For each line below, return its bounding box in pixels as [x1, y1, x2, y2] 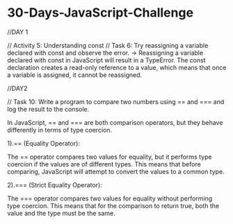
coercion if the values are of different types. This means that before [7, 160, 202, 168]
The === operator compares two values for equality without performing [7, 194, 213, 203]
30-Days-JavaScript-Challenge [7, 5, 193, 21]
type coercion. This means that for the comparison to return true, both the [7, 201, 220, 209]
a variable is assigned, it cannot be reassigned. [7, 71, 143, 79]
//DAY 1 [7, 28, 29, 36]
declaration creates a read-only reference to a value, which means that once [7, 63, 227, 71]
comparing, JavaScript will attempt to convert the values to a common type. [7, 167, 225, 175]
